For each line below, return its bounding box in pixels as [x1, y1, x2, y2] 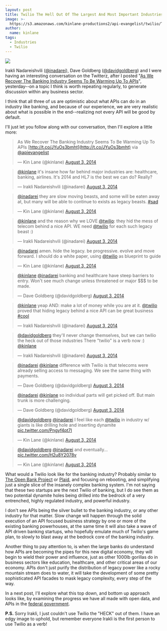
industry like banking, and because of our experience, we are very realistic [5, 103, 158, 110]
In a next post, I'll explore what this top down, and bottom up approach [5, 590, 150, 596]
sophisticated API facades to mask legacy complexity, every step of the [5, 575, 152, 581]
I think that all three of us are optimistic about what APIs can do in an [5, 98, 146, 104]
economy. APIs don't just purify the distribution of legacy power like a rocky [5, 564, 161, 571]
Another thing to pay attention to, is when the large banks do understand [5, 543, 154, 549]
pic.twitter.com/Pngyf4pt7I [17, 427, 72, 433]
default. [5, 114, 21, 120]
